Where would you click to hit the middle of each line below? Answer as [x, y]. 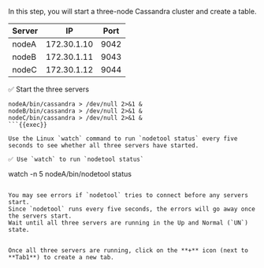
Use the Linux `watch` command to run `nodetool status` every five [123, 139]
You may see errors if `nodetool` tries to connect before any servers [128, 195]
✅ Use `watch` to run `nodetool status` [76, 159]
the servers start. [40, 216]
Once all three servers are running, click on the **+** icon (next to [128, 251]
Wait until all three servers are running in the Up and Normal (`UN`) [128, 223]
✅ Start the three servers [48, 89]
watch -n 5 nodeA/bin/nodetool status [70, 174]
